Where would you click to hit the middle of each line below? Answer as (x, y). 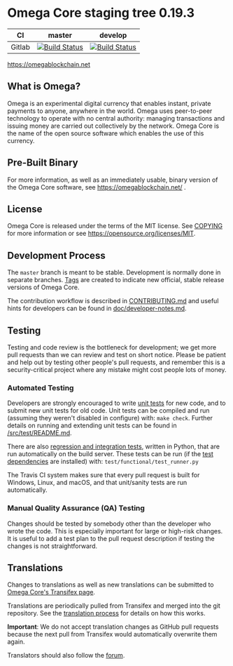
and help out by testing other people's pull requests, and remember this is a (116, 362)
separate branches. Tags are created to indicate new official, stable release (116, 280)
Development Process (57, 255)
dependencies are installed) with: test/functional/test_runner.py (103, 462)
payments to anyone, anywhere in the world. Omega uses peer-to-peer (110, 111)
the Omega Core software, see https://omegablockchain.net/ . (97, 187)
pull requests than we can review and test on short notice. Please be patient (116, 355)
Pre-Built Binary (43, 163)
